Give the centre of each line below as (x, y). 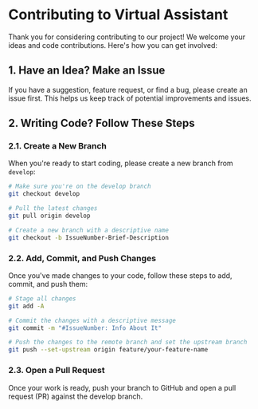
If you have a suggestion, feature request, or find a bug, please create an (128, 89)
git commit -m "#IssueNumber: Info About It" (85, 328)
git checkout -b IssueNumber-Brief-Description (89, 237)
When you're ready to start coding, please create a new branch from (121, 163)
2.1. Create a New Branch (58, 146)
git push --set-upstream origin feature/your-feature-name (108, 350)
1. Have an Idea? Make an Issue (87, 71)
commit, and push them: (48, 284)
